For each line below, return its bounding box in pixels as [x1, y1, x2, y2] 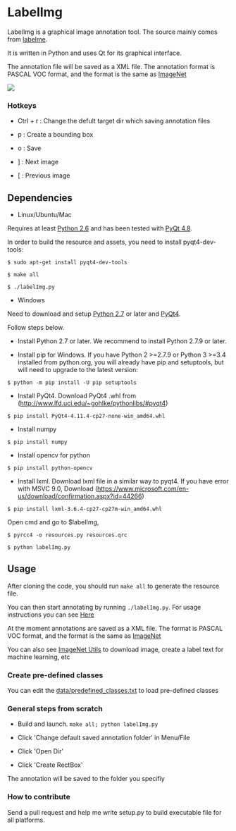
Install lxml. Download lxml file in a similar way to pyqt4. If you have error [17, 477, 229, 486]
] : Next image [17, 158, 58, 166]
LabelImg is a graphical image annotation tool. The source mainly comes [7, 27, 218, 36]
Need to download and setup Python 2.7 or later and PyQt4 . [7, 309, 181, 318]
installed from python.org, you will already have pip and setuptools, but [17, 358, 224, 367]
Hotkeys [7, 100, 37, 110]
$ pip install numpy [7, 438, 68, 446]
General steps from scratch [7, 704, 104, 714]
